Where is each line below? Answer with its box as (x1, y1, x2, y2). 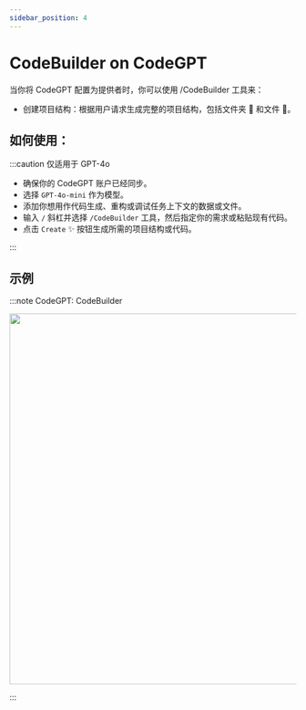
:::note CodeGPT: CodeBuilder (9, 296, 123, 307)
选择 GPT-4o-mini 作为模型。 (22, 189, 129, 201)
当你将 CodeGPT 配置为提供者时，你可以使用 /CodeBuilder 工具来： (9, 84, 264, 95)
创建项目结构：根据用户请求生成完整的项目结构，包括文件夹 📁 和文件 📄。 (22, 103, 296, 114)
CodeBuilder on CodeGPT (9, 52, 208, 73)
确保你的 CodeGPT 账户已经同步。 (22, 178, 152, 189)
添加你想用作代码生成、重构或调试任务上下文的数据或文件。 (22, 201, 247, 212)
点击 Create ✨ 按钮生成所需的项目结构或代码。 (22, 224, 198, 235)
